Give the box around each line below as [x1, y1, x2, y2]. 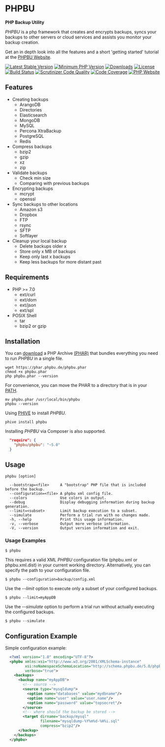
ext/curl [19, 292, 36, 298]
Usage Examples [5, 537, 46, 544]
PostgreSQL [19, 133, 44, 139]
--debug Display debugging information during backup [9, 499, 155, 505]
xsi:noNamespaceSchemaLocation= [25, 664, 91, 669]
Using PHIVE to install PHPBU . [5, 410, 66, 416]
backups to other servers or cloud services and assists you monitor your [5, 34, 152, 40]
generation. [5, 504, 29, 509]
